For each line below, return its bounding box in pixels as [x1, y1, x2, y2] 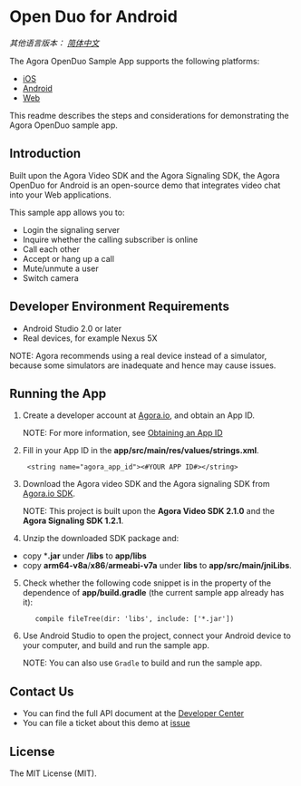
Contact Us [9, 684, 74, 699]
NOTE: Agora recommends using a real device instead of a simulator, [9, 350, 267, 361]
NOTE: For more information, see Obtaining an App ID [22, 428, 224, 439]
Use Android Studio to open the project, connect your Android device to [22, 630, 292, 641]
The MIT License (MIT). [9, 768, 97, 779]
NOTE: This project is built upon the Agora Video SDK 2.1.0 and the [22, 506, 275, 517]
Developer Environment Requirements [9, 299, 229, 315]
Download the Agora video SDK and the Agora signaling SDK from [22, 479, 270, 490]
